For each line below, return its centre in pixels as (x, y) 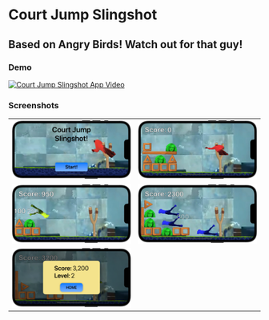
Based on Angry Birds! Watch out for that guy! (126, 45)
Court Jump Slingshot (83, 15)
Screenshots (34, 105)
